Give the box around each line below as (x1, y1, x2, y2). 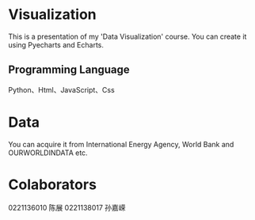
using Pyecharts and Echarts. (8, 40, 105, 49)
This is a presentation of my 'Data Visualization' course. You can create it (8, 32, 247, 41)
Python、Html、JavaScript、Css (8, 85, 115, 94)
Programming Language (8, 63, 131, 77)
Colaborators (8, 176, 97, 193)
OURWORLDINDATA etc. (8, 148, 89, 157)
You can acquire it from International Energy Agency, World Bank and (8, 139, 234, 149)
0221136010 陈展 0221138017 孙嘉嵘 (8, 203, 126, 212)
